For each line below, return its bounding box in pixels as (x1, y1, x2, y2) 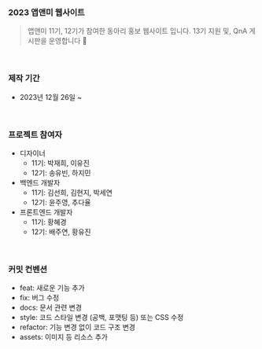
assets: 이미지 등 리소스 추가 (19, 332, 109, 342)
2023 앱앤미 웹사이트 (8, 6, 85, 17)
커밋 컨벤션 (8, 263, 48, 274)
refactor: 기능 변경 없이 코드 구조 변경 (19, 322, 136, 332)
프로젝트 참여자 (8, 129, 63, 140)
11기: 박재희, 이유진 (31, 158, 90, 167)
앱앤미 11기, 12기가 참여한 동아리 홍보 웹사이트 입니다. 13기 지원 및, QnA (27, 26, 248, 36)
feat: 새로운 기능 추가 (19, 283, 85, 292)
